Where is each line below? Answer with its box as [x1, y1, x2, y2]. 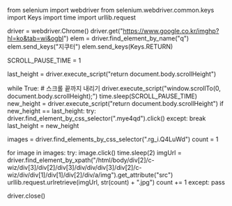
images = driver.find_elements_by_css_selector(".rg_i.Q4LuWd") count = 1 [7, 135, 219, 143]
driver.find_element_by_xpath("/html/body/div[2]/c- [7, 156, 155, 164]
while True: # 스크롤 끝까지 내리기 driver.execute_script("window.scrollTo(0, [7, 84, 222, 93]
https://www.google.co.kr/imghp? [123, 27, 219, 35]
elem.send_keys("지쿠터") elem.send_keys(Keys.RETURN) [7, 42, 173, 51]
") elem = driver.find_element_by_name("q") [63, 34, 190, 42]
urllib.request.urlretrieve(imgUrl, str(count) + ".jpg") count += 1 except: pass [7, 178, 225, 187]
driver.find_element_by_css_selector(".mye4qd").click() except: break [7, 114, 206, 122]
